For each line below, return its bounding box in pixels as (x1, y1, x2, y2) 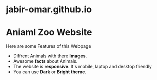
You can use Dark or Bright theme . (13, 69, 86, 75)
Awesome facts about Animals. (13, 58, 78, 64)
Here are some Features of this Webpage (6, 43, 91, 49)
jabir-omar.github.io (6, 4, 92, 15)
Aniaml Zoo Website (6, 27, 92, 38)
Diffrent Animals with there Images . (13, 53, 87, 59)
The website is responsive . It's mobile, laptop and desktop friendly (13, 64, 152, 70)
